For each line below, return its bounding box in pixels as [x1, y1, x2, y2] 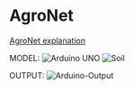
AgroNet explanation [9, 35, 85, 46]
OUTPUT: [9, 69, 45, 81]
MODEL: [9, 52, 40, 63]
